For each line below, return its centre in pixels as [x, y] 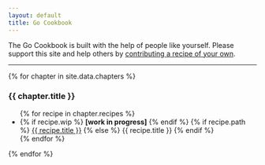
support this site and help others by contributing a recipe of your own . [122, 53]
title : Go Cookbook [40, 23]
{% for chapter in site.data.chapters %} [72, 76]
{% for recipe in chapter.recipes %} [77, 113]
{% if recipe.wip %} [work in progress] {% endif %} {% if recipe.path [132, 122]
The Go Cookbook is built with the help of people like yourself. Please [121, 45]
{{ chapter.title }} [42, 97]
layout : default [35, 15]
